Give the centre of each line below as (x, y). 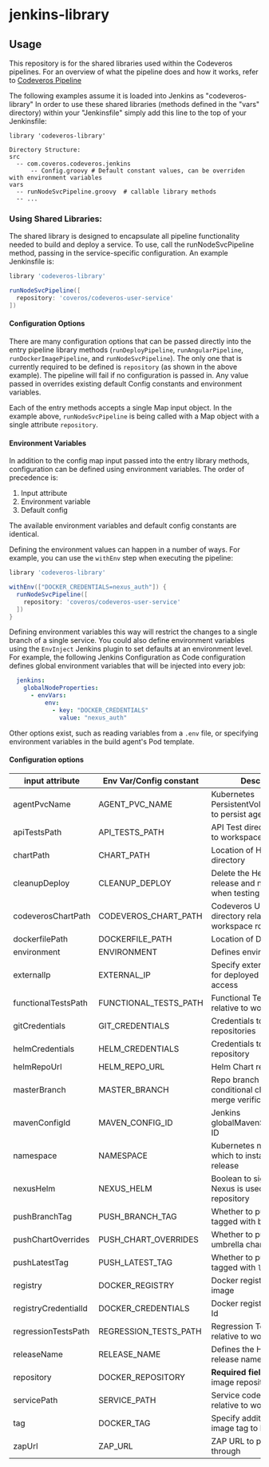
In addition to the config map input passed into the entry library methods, (129, 461)
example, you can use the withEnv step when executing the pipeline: (121, 558)
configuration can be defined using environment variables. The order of (127, 470)
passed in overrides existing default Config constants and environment (126, 384)
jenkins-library (59, 15)
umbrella (227, 1244)
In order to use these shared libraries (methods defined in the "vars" (148, 104)
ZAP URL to (233, 1441)
